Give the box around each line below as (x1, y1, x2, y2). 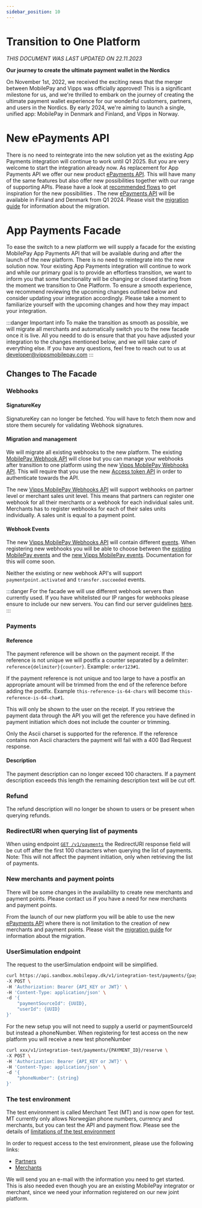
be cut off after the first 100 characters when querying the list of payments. (6, 847, 193, 854)
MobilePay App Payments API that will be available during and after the (6, 250, 182, 257)
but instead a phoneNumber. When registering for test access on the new (6, 1029, 188, 1036)
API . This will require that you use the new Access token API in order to (6, 468, 182, 475)
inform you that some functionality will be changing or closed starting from (6, 275, 191, 283)
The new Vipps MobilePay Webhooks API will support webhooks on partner (6, 486, 194, 493)
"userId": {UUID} (17, 1006, 61, 1013)
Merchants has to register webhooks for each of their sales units (6, 505, 167, 512)
